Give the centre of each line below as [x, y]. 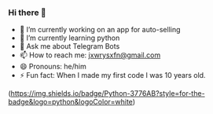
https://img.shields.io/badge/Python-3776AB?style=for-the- [108, 94]
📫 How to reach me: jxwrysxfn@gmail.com [90, 55]
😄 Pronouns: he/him [53, 67]
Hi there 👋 [28, 13]
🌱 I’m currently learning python [70, 38]
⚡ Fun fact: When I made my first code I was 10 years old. [112, 75]
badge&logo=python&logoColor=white [71, 102]
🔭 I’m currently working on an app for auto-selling [100, 30]
